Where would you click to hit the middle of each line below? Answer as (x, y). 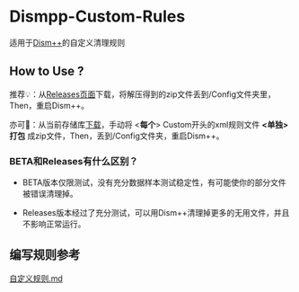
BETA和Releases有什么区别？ (74, 161)
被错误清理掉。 (50, 194)
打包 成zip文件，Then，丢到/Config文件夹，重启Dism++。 (117, 136)
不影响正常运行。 (54, 224)
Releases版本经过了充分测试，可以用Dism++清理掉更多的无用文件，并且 (156, 213)
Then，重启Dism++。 (49, 105)
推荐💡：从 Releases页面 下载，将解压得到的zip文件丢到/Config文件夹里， (143, 94)
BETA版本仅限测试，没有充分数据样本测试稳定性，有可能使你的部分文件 (154, 182)
